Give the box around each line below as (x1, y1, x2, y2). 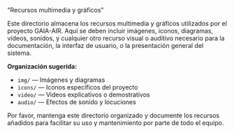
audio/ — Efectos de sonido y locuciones (17, 98, 136, 106)
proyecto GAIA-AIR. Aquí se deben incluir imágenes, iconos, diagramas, (7, 27, 214, 35)
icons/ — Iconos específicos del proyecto (17, 83, 138, 91)
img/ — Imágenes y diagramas (17, 76, 105, 84)
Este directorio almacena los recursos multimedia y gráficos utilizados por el (7, 19, 227, 27)
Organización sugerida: (7, 62, 78, 70)
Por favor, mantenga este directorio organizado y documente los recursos (7, 111, 220, 119)
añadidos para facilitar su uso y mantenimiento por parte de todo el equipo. (7, 119, 224, 127)
